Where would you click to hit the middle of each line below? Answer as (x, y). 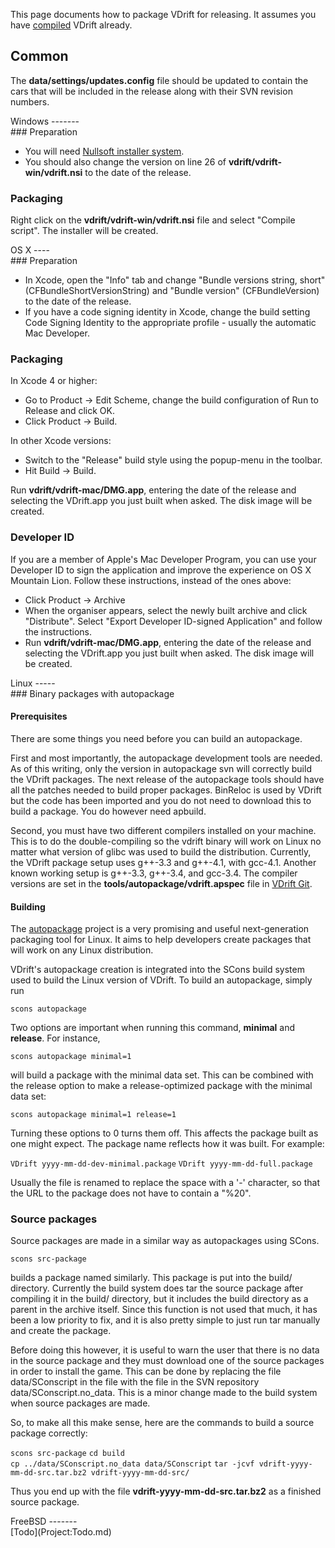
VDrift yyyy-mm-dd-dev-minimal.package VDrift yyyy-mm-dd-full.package (161, 1164)
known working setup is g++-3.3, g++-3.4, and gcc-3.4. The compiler (154, 873)
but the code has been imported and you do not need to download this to (161, 800)
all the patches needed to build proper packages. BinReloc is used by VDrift (166, 790)
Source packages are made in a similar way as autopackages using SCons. (165, 1241)
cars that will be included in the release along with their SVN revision (151, 91)
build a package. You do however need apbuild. (108, 811)
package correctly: (49, 1433)
